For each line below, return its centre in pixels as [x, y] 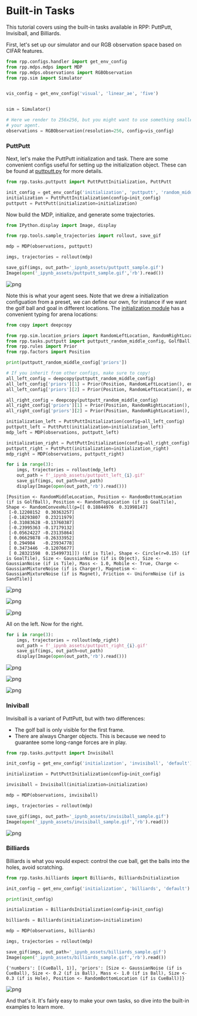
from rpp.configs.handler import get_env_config [67, 62]
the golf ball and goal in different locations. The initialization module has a [95, 308]
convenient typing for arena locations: [52, 314]
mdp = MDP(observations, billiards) [51, 931]
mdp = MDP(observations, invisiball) [52, 796]
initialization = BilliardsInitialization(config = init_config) [85, 910]
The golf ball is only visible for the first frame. [69, 730]
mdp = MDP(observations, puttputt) [50, 247]
